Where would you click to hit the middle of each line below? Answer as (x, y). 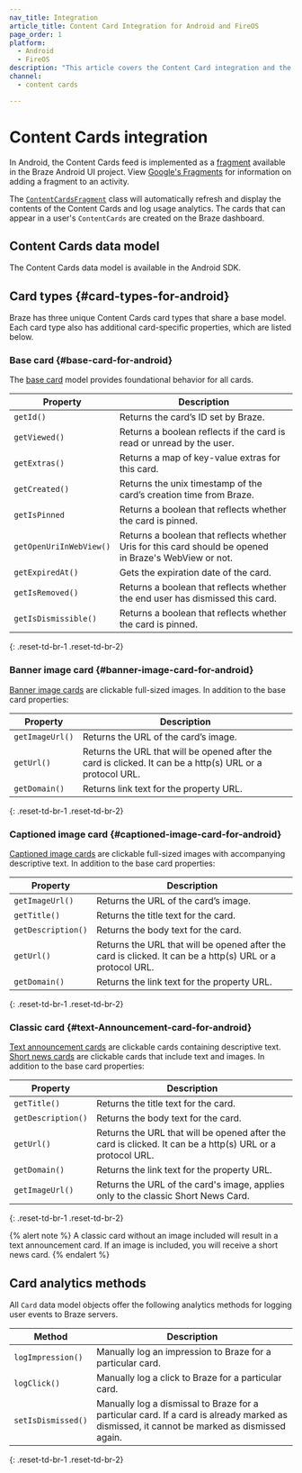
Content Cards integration (109, 137)
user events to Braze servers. (64, 1314)
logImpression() (49, 1358)
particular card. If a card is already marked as (191, 1415)
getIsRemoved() (46, 593)
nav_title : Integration (54, 18)
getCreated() (42, 489)
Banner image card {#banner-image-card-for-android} (132, 670)
